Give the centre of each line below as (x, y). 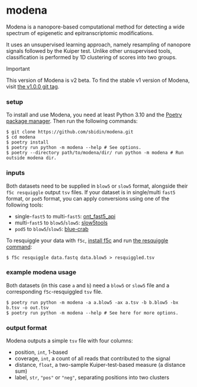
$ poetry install (28, 142)
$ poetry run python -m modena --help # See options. (74, 148)
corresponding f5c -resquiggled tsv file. (54, 291)
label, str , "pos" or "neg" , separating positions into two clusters (92, 378)
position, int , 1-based (41, 352)
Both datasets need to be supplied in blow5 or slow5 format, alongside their (97, 186)
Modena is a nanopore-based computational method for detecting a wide (96, 27)
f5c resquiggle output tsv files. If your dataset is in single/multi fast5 (91, 192)
